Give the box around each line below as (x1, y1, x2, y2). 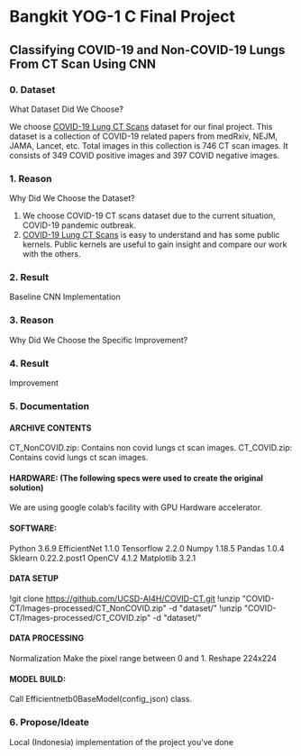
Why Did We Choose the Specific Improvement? (9, 334, 188, 345)
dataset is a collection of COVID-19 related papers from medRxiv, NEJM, (9, 131, 278, 141)
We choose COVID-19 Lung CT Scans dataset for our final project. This (9, 121, 273, 132)
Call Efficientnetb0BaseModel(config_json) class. (9, 694, 193, 705)
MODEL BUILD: (9, 673, 66, 684)
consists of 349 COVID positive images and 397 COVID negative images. (9, 150, 280, 160)
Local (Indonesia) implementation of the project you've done (9, 736, 234, 747)
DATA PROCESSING (9, 633, 84, 643)
